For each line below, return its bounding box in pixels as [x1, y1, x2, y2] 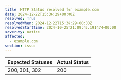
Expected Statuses [7, 59, 52, 65]
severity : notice [5, 30, 40, 34]
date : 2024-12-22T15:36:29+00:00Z [5, 12, 75, 16]
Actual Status [56, 59, 89, 65]
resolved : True [5, 16, 36, 21]
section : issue [5, 43, 36, 48]
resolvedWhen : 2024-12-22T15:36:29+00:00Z [5, 20, 92, 26]
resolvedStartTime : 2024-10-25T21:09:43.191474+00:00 [5, 25, 117, 30]
